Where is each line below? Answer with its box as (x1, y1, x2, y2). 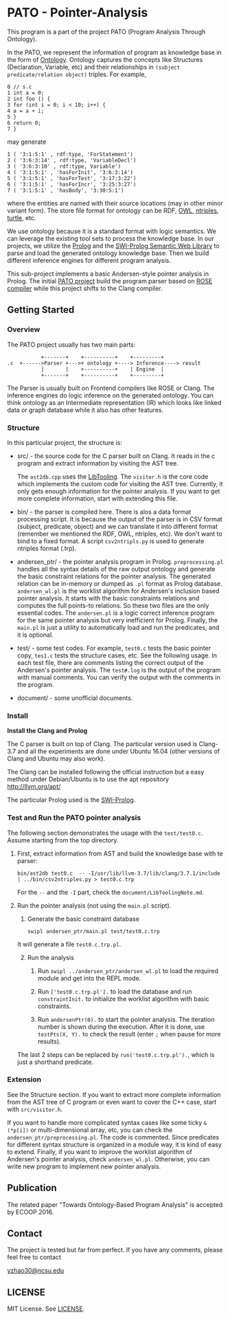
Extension (7, 1075, 42, 1084)
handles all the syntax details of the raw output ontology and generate (16, 565, 216, 573)
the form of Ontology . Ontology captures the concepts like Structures (7, 55, 203, 63)
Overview (7, 325, 41, 334)
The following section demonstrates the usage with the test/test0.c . (7, 829, 203, 837)
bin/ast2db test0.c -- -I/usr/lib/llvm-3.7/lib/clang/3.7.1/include (16, 870, 221, 877)
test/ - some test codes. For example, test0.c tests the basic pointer (16, 644, 211, 652)
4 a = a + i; (7, 107, 45, 114)
